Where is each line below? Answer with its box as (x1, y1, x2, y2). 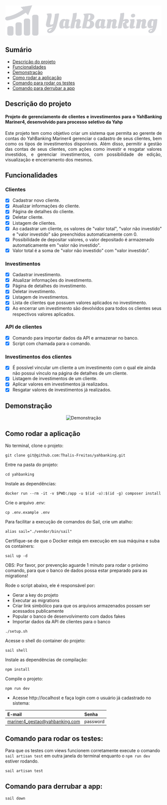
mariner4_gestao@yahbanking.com (7, 718, 81, 724)
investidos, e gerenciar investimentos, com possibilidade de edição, (5, 151, 162, 157)
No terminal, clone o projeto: (5, 442, 64, 449)
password (84, 718, 105, 724)
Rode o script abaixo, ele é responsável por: (5, 582, 95, 589)
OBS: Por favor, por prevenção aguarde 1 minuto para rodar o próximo (5, 562, 148, 568)
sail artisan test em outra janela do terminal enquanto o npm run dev (5, 753, 151, 759)
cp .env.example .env (5, 510, 50, 515)
